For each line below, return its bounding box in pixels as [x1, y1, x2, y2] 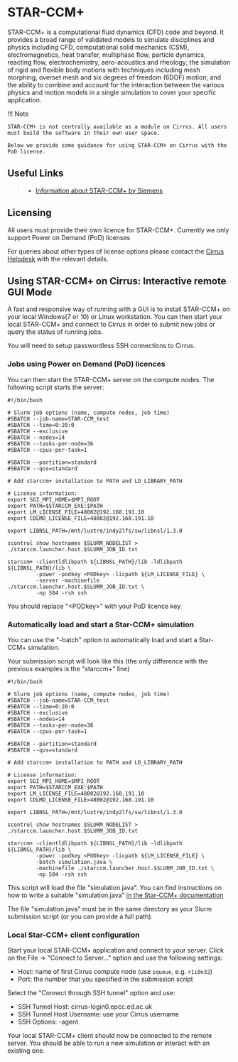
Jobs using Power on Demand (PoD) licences [7, 359, 166, 369]
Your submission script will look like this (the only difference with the [7, 656, 208, 665]
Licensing [7, 207, 52, 219]
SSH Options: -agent [17, 1017, 79, 1026]
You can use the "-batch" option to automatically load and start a [7, 635, 198, 644]
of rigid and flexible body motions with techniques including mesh [7, 65, 200, 74]
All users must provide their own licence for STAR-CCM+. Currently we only [7, 225, 229, 234]
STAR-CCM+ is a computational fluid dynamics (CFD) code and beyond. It [7, 28, 225, 36]
